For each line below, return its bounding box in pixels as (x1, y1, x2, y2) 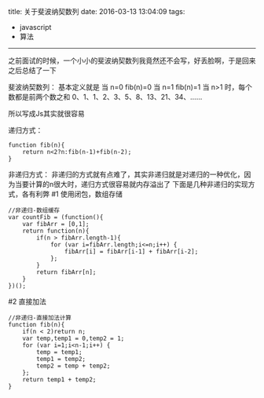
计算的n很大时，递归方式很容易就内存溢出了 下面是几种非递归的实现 (28, 180, 249, 188)
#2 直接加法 (8, 297, 47, 306)
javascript (19, 23, 52, 31)
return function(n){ (22, 227, 90, 235)
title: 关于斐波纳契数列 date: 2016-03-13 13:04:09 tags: (8, 7, 185, 16)
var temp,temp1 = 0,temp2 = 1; (22, 334, 125, 342)
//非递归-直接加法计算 (8, 314, 72, 322)
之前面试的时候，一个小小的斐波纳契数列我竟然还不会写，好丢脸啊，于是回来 (8, 56, 256, 65)
